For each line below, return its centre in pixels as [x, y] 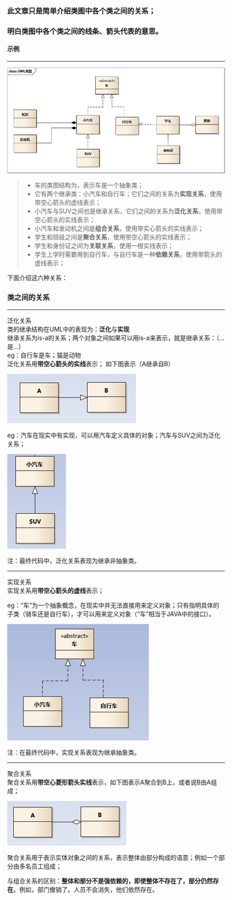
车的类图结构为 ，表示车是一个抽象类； [89, 186]
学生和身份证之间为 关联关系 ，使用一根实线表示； [104, 246]
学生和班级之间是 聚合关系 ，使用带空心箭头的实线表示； [113, 237]
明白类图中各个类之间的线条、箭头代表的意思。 [85, 31]
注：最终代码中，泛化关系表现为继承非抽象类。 [74, 560]
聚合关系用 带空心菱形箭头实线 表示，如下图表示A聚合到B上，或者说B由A [109, 782]
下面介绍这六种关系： [37, 278]
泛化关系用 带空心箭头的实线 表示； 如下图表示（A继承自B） [91, 363]
